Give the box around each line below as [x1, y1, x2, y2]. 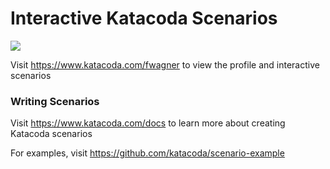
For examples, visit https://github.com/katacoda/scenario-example [10, 147, 285, 159]
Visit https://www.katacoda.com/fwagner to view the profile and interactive [10, 58, 320, 71]
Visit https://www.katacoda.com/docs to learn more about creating [10, 117, 286, 129]
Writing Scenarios [10, 94, 100, 108]
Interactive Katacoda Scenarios [10, 7, 278, 30]
